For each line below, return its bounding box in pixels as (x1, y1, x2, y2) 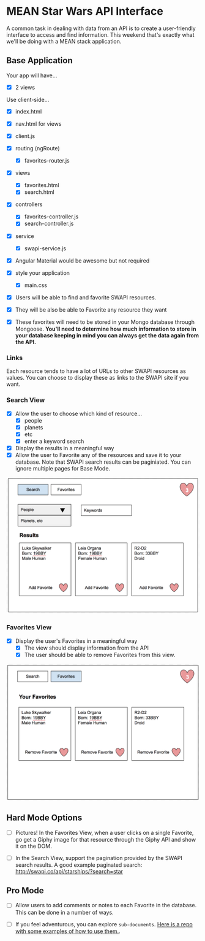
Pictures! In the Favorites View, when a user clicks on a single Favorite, (15, 829, 194, 836)
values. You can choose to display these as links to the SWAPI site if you (6, 374, 189, 382)
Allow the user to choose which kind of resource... (15, 410, 143, 417)
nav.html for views (15, 120, 62, 127)
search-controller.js (24, 220, 74, 228)
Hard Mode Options (6, 813, 83, 823)
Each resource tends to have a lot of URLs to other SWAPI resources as (6, 367, 187, 375)
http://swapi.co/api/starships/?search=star (15, 867, 124, 875)
